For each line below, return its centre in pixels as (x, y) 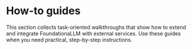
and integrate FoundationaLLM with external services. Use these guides (94, 33)
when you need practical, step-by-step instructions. (69, 40)
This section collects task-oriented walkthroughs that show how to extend (96, 27)
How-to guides (43, 11)
